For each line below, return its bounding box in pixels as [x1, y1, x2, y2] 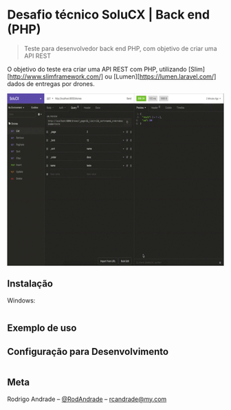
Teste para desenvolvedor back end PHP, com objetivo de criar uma [23, 44, 217, 52]
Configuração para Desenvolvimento [7, 345, 169, 358]
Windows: [7, 296, 36, 305]
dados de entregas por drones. [7, 79, 95, 88]
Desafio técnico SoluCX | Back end [7, 7, 210, 23]
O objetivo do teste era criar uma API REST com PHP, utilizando [7, 65, 187, 73]
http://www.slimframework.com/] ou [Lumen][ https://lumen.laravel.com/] [9, 72, 217, 81]
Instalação [7, 278, 54, 289]
